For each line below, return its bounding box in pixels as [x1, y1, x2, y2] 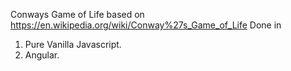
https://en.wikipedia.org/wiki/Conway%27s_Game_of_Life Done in [10, 19, 282, 31]
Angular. [24, 49, 60, 61]
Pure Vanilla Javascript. [24, 39, 122, 50]
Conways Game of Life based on [10, 9, 145, 20]
